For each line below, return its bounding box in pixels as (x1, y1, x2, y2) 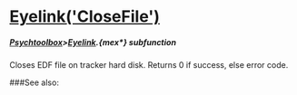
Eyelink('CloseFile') (9, 6, 161, 27)
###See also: (9, 77, 59, 88)
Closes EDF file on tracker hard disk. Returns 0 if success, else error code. (9, 60, 289, 71)
